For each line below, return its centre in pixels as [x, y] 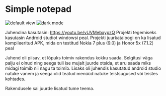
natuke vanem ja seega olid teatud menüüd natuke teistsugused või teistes [82, 73]
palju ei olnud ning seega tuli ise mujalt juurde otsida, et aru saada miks [78, 63]
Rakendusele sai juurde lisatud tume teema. [50, 88]
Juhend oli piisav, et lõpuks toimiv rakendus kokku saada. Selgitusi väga [79, 57]
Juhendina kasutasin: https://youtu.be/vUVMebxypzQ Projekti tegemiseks [81, 32]
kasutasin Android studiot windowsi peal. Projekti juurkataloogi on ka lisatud [83, 38]
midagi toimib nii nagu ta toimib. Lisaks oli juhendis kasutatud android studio [83, 68]
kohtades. [15, 79]
